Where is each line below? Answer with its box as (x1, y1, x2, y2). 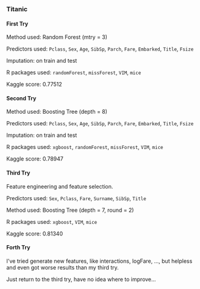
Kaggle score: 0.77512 (6, 81, 62, 88)
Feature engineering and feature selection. (6, 183, 113, 190)
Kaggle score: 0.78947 (6, 155, 64, 162)
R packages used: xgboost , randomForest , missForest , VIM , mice (6, 144, 163, 151)
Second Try (6, 94, 37, 102)
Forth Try (6, 244, 30, 251)
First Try (6, 20, 29, 27)
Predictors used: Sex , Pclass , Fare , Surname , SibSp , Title (6, 194, 146, 202)
